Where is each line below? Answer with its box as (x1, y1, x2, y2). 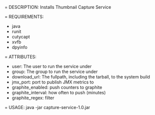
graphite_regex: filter (11, 95, 55, 101)
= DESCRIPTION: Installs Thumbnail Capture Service (4, 4, 112, 10)
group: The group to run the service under (11, 69, 98, 75)
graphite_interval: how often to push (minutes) (11, 90, 106, 95)
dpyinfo (11, 44, 28, 50)
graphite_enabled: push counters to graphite (11, 84, 102, 90)
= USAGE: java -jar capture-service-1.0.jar (4, 105, 90, 110)
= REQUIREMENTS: (4, 14, 44, 19)
